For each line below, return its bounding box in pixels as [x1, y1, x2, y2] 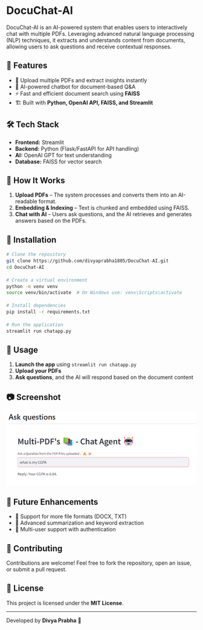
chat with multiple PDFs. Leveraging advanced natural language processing [6, 30, 195, 37]
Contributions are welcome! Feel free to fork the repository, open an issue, [6, 559, 192, 566]
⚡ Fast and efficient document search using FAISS [14, 90, 140, 97]
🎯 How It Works [6, 175, 65, 185]
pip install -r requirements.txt [6, 309, 91, 315]
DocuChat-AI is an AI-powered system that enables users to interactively [6, 24, 188, 31]
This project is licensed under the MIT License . [6, 599, 124, 606]
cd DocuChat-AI [6, 264, 45, 270]
